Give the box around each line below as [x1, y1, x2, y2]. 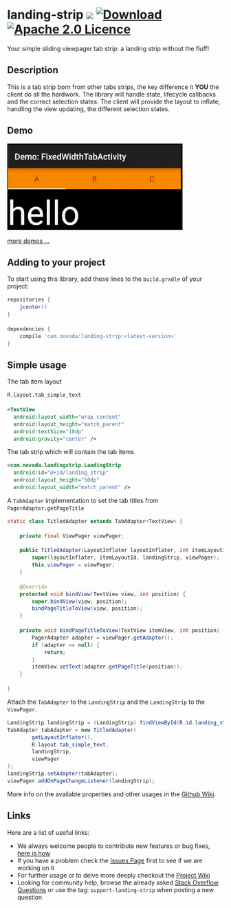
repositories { [7, 297, 51, 304]
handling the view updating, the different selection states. [7, 104, 170, 113]
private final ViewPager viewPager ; [19, 532, 125, 540]
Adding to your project [7, 256, 106, 268]
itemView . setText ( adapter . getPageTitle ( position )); [32, 663, 184, 671]
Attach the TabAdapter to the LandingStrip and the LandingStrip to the [7, 698, 206, 706]
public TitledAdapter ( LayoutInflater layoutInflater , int [19, 547, 189, 554]
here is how [16, 849, 50, 857]
